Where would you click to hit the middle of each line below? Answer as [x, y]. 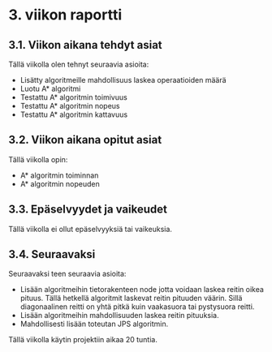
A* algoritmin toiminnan [59, 175]
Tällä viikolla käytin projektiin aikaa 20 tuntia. [83, 340]
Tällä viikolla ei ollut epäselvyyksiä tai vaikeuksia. [91, 229]
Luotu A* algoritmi [50, 88]
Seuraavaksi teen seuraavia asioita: [67, 274]
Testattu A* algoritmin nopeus [70, 106]
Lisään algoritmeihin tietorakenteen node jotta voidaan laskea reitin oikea [142, 290]
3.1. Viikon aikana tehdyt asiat [85, 45]
